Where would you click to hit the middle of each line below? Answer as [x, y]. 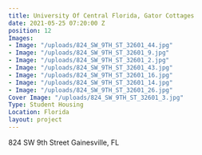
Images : [21, 38]
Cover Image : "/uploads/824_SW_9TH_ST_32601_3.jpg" [96, 97]
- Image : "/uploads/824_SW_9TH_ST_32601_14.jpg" [91, 82]
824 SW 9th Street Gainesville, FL [64, 142]
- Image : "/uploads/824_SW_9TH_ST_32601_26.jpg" [91, 90]
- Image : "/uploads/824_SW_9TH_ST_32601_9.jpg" [89, 53]
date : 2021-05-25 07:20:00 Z [57, 23]
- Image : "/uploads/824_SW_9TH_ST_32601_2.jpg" [89, 61]
